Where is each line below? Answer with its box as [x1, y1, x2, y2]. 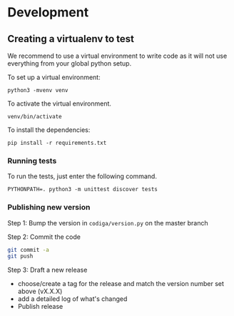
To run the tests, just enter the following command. [7, 172, 157, 180]
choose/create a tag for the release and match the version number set [17, 280, 225, 288]
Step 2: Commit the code [7, 233, 81, 241]
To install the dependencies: [7, 126, 91, 134]
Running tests [7, 156, 57, 165]
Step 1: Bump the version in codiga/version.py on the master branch [7, 218, 208, 227]
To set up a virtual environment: [7, 73, 101, 81]
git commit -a [7, 246, 50, 253]
